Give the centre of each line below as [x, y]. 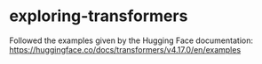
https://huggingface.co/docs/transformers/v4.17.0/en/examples [125, 49]
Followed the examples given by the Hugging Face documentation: [131, 40]
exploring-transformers [99, 16]
